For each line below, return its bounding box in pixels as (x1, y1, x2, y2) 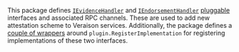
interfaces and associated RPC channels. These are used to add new (7, 14, 210, 22)
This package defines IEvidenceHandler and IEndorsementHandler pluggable (7, 6, 230, 14)
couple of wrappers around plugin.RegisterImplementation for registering (7, 28, 225, 37)
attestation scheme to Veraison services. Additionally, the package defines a (7, 21, 233, 29)
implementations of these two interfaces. (7, 36, 128, 45)
